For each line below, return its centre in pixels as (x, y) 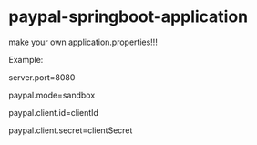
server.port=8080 (42, 77)
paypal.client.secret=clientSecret (71, 130)
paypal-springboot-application (128, 17)
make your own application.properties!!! (83, 42)
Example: (26, 59)
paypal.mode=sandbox (52, 95)
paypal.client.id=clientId (54, 112)
